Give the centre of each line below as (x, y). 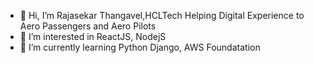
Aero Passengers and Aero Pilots (88, 26)
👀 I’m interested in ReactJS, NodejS (93, 36)
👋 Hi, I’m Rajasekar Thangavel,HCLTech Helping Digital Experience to (162, 15)
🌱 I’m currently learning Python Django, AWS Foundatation (140, 47)
